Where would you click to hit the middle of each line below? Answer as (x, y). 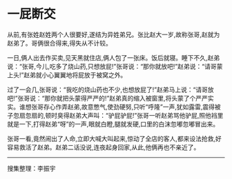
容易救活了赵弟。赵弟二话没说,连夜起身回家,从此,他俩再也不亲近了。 (104, 147)
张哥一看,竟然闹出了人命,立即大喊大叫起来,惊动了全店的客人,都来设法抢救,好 (115, 138)
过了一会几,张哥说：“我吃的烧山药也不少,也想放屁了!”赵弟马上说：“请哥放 (110, 89)
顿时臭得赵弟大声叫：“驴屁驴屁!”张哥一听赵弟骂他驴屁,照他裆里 (134, 115)
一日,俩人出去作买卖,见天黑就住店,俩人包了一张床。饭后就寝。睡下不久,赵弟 (114, 57)
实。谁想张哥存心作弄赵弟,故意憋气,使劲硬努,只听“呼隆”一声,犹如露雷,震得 (111, 107)
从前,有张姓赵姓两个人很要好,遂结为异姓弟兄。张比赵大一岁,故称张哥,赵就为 (114, 34)
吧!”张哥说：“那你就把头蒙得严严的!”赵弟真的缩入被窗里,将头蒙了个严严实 (110, 98)
